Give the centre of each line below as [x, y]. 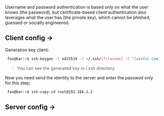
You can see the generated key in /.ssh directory [66, 68]
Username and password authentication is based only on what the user [77, 7]
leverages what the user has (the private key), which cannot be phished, [78, 17]
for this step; [18, 83]
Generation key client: [27, 50]
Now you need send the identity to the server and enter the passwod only [79, 77]
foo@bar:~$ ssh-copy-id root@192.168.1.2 [50, 92]
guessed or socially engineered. [37, 23]
